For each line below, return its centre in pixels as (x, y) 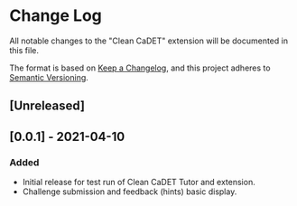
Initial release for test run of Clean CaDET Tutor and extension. (139, 183)
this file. (24, 50)
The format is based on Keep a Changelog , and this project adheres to (140, 68)
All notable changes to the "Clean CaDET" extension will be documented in (149, 41)
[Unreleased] (47, 106)
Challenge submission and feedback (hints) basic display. (130, 192)
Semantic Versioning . (49, 77)
